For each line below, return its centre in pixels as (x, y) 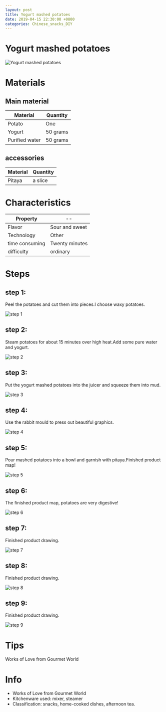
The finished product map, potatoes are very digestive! (62, 503)
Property (26, 219)
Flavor (15, 227)
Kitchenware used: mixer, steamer (47, 699)
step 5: (16, 448)
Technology (22, 235)
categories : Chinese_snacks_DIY (39, 24)
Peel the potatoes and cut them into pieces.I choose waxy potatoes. (75, 304)
